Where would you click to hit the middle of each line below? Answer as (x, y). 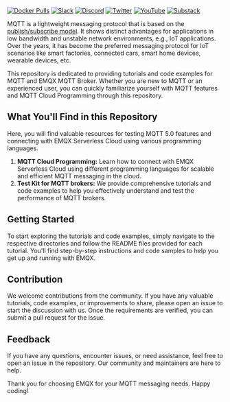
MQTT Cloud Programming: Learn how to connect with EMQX (105, 161)
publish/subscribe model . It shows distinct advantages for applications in (111, 31)
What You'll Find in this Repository (82, 117)
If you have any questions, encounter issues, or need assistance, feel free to (115, 356)
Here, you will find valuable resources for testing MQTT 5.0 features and (109, 133)
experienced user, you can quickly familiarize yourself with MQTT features (113, 88)
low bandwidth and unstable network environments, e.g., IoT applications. (112, 38)
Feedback (29, 339)
